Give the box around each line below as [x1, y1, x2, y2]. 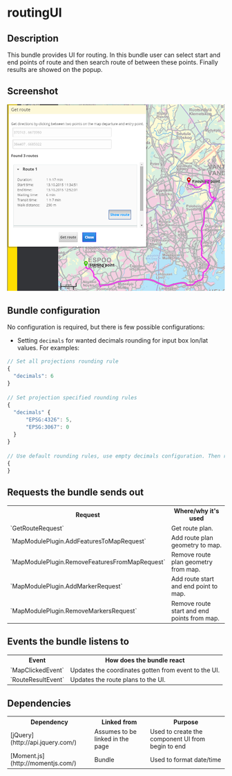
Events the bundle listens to [7, 635, 130, 648]
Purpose [173, 718, 199, 726]
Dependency [30, 718, 68, 726]
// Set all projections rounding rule [7, 358, 119, 365]
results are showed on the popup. [7, 66, 103, 73]
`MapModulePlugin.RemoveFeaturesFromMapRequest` [10, 558, 166, 566]
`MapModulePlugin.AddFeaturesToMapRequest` [10, 537, 146, 545]
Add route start [171, 575, 214, 583]
